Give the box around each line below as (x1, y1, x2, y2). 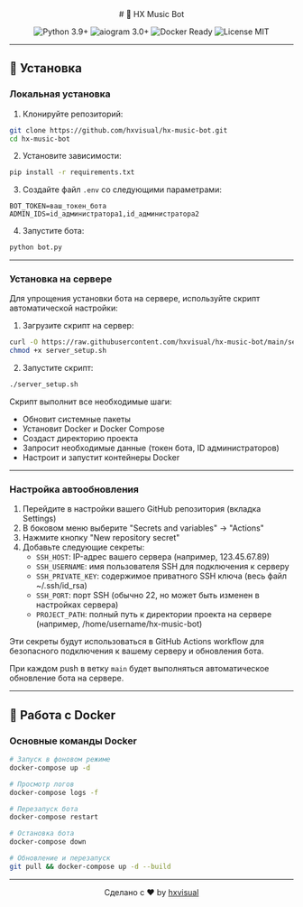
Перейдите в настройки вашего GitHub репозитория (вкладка (22, 504, 262, 514)
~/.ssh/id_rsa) (35, 580, 87, 591)
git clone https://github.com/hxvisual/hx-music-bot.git (9, 125, 228, 134)
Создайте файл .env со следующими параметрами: (22, 184, 223, 195)
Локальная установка (9, 88, 111, 100)
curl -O (9, 338, 39, 347)
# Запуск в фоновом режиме (9, 755, 111, 764)
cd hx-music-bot (9, 134, 70, 143)
